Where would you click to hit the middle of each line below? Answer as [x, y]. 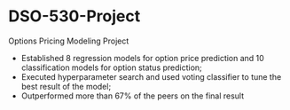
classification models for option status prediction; [112, 67]
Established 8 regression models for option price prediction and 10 [143, 58]
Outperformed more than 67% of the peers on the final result [133, 96]
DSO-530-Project [74, 16]
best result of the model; [66, 86]
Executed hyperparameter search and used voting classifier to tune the [151, 76]
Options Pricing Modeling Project [69, 41]
